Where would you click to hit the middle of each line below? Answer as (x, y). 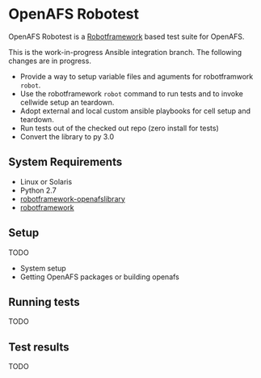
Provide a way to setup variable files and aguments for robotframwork (137, 76)
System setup (43, 268)
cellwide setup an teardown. (67, 102)
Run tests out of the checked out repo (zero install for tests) (120, 128)
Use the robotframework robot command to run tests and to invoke (132, 93)
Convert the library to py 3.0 (67, 136)
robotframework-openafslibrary (72, 198)
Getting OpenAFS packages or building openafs (100, 277)
